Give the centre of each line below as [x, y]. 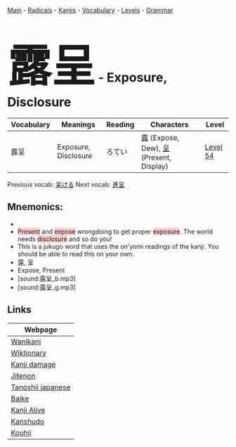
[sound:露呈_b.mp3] [46, 278]
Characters [169, 124]
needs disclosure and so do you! [65, 239]
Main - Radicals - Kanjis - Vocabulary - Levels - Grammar [90, 10]
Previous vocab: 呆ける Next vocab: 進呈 [66, 184]
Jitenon [23, 375]
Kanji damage [33, 364]
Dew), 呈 [156, 148]
